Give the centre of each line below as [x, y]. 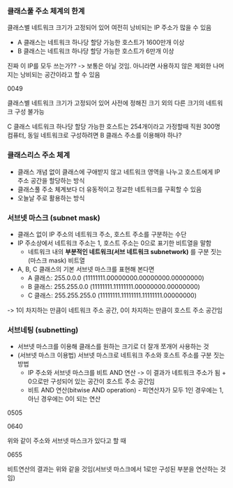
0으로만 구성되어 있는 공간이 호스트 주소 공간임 [91, 381]
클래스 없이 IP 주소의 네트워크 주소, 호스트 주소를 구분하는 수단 [102, 234]
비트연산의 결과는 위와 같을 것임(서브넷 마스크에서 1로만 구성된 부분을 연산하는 [113, 469]
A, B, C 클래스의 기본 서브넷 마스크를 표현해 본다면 [86, 269]
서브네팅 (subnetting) [43, 330]
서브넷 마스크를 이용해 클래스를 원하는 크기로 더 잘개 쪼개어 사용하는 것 [113, 346]
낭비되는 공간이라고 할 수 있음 [60, 75]
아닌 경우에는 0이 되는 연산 [64, 399]
